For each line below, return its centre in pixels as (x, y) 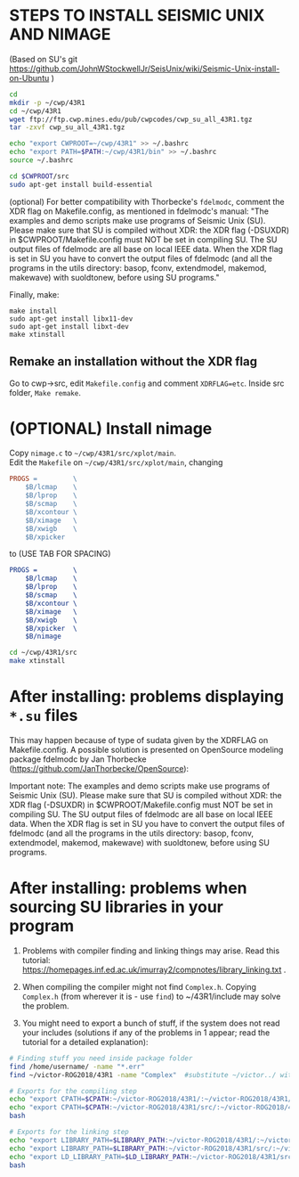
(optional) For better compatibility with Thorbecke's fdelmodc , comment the (147, 201)
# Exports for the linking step (69, 1132)
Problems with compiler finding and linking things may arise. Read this (151, 951)
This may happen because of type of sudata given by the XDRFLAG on (139, 740)
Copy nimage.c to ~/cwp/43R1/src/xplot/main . (93, 453)
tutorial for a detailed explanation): (85, 1042)
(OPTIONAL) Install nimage (111, 428)
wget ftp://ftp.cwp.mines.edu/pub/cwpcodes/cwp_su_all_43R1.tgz (131, 119)
